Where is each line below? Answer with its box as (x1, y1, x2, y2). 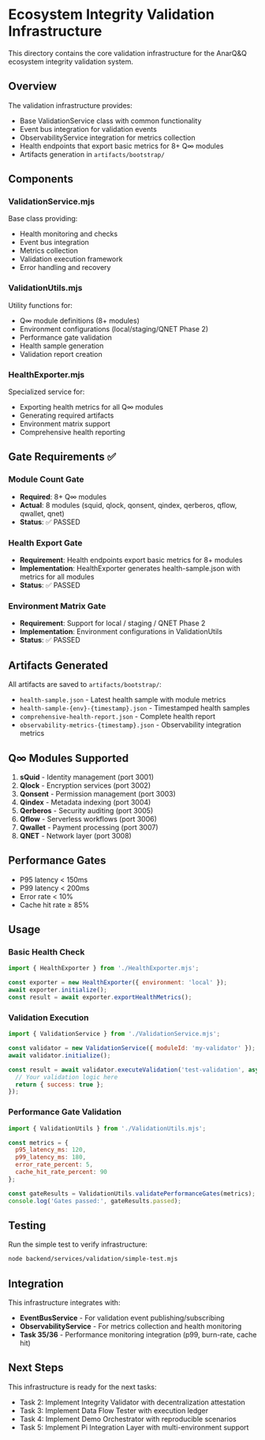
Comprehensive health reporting (19, 428, 125, 437)
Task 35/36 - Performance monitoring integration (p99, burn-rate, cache (19, 1330, 257, 1340)
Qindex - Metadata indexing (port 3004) (19, 797, 151, 807)
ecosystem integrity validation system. (8, 57, 134, 66)
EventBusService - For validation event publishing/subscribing (19, 1313, 225, 1323)
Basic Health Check (8, 947, 85, 958)
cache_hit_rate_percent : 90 (15, 1168, 108, 1176)
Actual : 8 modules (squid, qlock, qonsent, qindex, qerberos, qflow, (19, 500, 237, 510)
